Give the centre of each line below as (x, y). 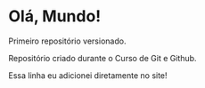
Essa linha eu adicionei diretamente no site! (88, 75)
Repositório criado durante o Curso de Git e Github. (102, 58)
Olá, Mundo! (55, 16)
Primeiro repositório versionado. (67, 41)
